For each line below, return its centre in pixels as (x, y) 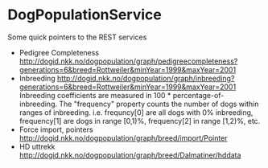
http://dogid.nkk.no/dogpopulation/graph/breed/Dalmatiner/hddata (130, 155)
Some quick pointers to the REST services (77, 37)
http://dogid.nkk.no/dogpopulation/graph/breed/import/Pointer (123, 137)
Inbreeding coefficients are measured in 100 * (95, 95)
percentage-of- (198, 95)
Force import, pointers (56, 129)
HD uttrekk (37, 146)
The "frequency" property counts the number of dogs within (159, 104)
